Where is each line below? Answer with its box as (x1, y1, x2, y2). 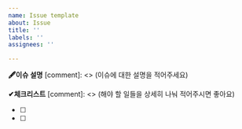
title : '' (8, 26, 41, 34)
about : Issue (8, 19, 51, 27)
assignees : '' (8, 41, 55, 49)
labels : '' (8, 33, 44, 42)
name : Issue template (8, 11, 79, 20)
